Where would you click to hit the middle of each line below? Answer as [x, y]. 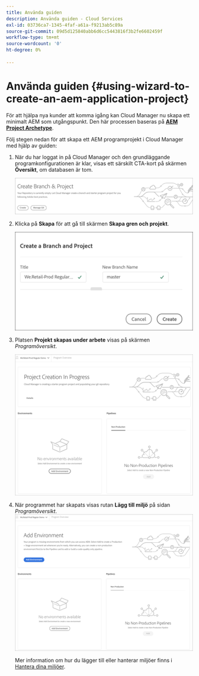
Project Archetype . [30, 128]
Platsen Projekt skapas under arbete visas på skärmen [82, 340]
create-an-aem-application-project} [98, 99]
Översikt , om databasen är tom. [54, 169]
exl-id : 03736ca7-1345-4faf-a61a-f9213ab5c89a [65, 25]
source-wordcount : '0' [34, 44]
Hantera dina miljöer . [40, 667]
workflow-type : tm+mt [33, 38]
